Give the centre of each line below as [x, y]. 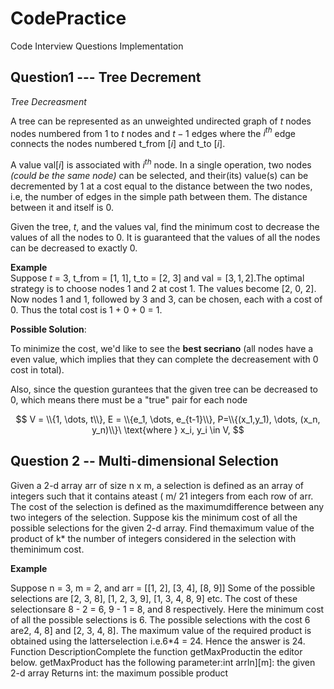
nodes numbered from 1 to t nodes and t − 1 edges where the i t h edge [153, 132]
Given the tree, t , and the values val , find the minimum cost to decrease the [165, 227]
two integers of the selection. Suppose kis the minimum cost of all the [154, 517]
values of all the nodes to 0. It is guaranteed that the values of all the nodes [165, 238]
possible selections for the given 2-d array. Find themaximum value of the [162, 528]
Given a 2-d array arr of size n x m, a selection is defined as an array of [157, 485]
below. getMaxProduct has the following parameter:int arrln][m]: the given [163, 662]
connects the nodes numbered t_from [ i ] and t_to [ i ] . [118, 144]
